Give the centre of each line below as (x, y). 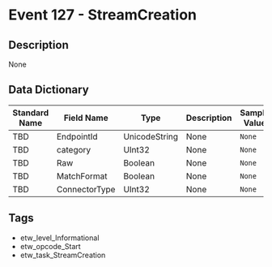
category (74, 149)
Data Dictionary (49, 90)
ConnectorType (86, 189)
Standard (31, 113)
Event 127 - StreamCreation (102, 15)
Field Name (86, 118)
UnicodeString (151, 136)
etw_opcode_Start (50, 246)
